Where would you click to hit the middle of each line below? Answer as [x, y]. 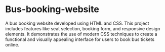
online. [12, 44]
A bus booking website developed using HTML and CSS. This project [77, 23]
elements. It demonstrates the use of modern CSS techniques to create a [81, 34]
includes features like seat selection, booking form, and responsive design [83, 28]
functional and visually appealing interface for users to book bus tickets [80, 39]
